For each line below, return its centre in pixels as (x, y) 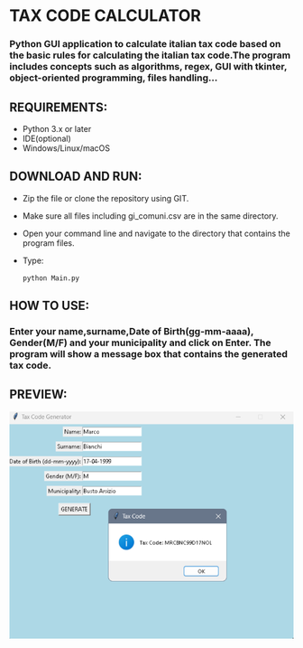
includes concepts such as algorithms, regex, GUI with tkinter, (148, 67)
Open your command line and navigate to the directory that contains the (156, 233)
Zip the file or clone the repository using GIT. (106, 198)
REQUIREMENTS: (59, 107)
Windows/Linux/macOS (66, 148)
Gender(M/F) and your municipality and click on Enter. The (140, 343)
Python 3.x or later (57, 128)
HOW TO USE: (50, 306)
